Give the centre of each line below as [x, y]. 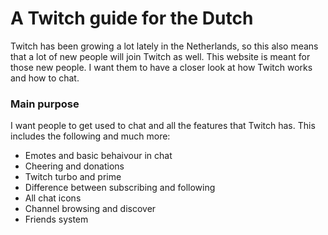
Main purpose [45, 104]
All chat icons [53, 198]
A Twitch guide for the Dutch [132, 18]
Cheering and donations [74, 166]
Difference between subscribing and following [120, 188]
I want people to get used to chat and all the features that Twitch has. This [163, 126]
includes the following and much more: [90, 136]
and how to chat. [45, 78]
